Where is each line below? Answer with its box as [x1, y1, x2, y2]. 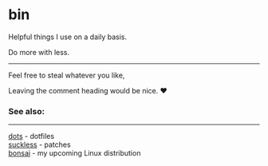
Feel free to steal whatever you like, [8, 70, 125, 80]
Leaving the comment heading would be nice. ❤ [8, 85, 167, 95]
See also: [8, 105, 45, 117]
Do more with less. [8, 47, 70, 57]
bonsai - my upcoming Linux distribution [8, 148, 141, 158]
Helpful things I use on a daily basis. [8, 32, 128, 41]
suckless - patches [8, 140, 71, 149]
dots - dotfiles [8, 132, 54, 141]
